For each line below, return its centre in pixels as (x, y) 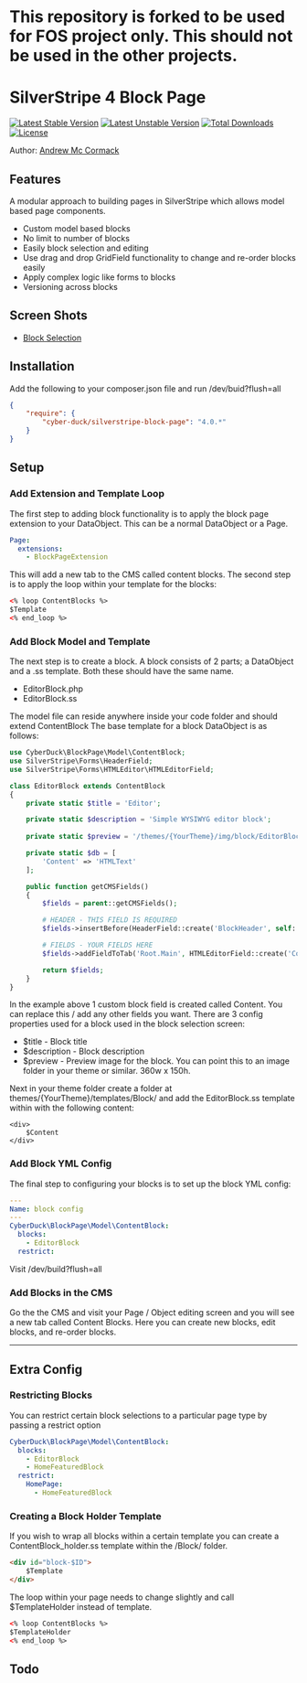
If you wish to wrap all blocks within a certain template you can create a (144, 1536)
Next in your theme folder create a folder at (91, 1088)
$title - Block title (55, 1042)
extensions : (41, 549)
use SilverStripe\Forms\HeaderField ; (81, 761)
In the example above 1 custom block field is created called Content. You (146, 1004)
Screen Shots (49, 316)
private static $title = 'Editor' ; (94, 803)
